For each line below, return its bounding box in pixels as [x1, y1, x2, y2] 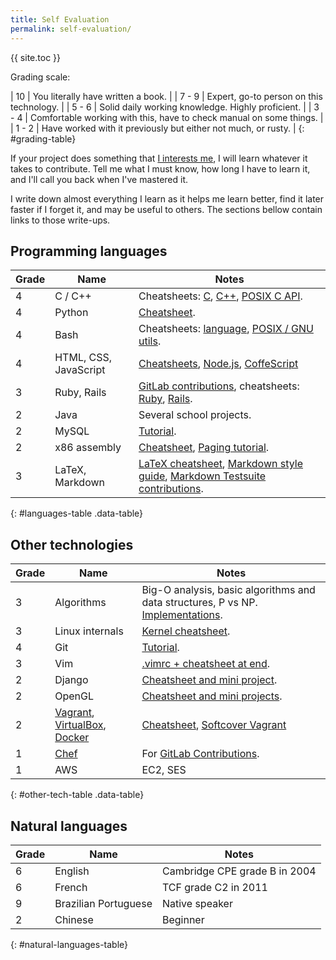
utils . [138, 334, 162, 348]
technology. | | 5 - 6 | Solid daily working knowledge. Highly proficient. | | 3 [10, 101, 320, 113]
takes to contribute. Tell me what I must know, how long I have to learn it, [10, 162, 311, 175]
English [54, 864, 90, 878]
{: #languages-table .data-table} [10, 507, 144, 520]
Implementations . [141, 608, 223, 622]
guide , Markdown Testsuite [138, 469, 267, 483]
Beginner [161, 912, 205, 926]
